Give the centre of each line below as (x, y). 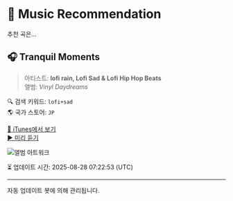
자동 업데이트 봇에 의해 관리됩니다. (53, 190)
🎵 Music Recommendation (84, 14)
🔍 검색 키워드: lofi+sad (40, 101)
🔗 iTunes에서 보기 (32, 129)
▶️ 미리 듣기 (23, 137)
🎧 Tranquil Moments (54, 57)
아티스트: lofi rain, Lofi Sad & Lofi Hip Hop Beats (93, 78)
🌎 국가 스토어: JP (31, 112)
